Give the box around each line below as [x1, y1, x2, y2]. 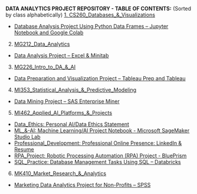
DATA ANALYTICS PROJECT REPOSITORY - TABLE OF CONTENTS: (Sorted [5, 5, 192, 12]
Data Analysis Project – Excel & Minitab [14, 52, 109, 59]
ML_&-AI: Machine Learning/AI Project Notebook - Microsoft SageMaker [14, 127, 190, 134]
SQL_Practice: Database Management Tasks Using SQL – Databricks [14, 159, 181, 165]
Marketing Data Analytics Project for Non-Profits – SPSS [14, 182, 151, 188]
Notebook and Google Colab [14, 29, 84, 36]
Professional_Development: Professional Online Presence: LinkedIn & [14, 140, 182, 147]
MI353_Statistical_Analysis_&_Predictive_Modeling [14, 86, 137, 93]
